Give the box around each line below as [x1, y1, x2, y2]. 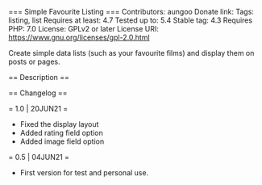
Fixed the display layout [19, 120, 99, 128]
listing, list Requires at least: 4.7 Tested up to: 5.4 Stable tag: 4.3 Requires [8, 15, 252, 25]
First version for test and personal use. [19, 168, 149, 177]
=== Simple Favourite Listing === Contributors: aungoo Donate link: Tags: [8, 7, 254, 16]
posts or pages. [8, 57, 60, 66]
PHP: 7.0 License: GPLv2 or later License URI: [8, 24, 159, 33]
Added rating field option [19, 128, 103, 137]
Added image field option [19, 137, 105, 146]
